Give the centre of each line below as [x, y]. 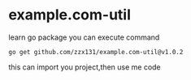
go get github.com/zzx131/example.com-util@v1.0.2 [96, 52]
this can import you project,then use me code [85, 67]
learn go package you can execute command [84, 37]
